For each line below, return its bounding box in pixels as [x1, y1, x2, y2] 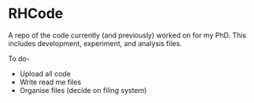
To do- [8, 54, 30, 63]
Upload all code [19, 69, 71, 78]
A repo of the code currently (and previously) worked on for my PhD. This [8, 30, 247, 40]
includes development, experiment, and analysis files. [8, 38, 182, 48]
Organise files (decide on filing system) [19, 85, 147, 94]
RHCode [8, 5, 64, 23]
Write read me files [19, 77, 82, 87]
